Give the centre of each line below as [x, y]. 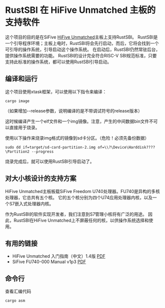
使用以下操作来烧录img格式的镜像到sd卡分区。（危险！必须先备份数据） [77, 138]
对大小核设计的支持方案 [41, 178]
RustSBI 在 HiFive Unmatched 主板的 [81, 10]
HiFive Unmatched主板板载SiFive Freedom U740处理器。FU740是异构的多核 [82, 191]
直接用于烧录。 [24, 127]
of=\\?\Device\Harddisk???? [126, 147]
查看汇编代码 [18, 291]
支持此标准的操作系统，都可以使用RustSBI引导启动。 [58, 62]
